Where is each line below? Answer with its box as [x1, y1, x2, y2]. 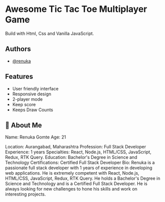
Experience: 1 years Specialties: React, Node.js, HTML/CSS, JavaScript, [5, 149, 152, 155]
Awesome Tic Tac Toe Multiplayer [5, 3, 147, 15]
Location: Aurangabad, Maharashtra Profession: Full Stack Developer [5, 144, 146, 150]
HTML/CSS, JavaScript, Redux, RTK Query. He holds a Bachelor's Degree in [5, 175, 161, 182]
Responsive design [12, 91, 52, 97]
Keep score [12, 101, 36, 107]
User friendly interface [12, 85, 58, 91]
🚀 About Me [5, 121, 42, 130]
